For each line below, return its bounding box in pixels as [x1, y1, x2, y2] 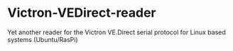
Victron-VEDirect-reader [7, 5, 156, 21]
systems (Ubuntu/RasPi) [7, 35, 78, 43]
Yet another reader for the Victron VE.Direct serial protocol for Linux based [7, 28, 226, 36]
